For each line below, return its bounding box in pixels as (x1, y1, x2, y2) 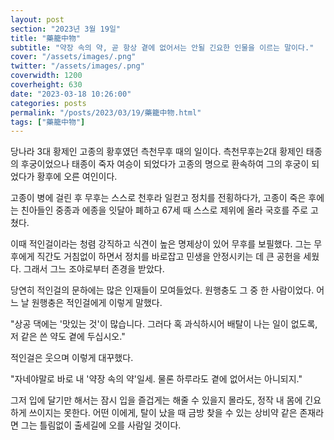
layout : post (10, 14, 65, 25)
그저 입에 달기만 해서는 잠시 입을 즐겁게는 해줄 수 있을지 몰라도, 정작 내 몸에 (10, 394, 303, 406)
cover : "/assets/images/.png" (10, 52, 137, 62)
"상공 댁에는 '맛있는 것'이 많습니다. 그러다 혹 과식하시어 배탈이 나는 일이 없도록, (10, 318, 318, 330)
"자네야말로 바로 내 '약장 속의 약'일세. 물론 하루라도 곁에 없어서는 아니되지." (10, 373, 303, 385)
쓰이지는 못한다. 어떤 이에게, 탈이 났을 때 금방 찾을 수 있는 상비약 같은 (28, 407, 298, 419)
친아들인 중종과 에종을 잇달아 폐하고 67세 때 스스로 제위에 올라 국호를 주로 (20, 204, 309, 216)
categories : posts (10, 98, 87, 108)
